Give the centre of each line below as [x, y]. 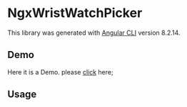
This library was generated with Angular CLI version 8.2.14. [94, 33]
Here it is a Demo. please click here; [60, 72]
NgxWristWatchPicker [75, 13]
